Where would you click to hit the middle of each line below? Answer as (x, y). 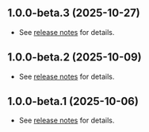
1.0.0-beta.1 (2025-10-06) (73, 101)
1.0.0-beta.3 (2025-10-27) (74, 13)
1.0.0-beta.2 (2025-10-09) (74, 58)
